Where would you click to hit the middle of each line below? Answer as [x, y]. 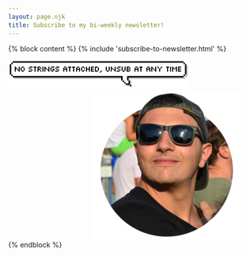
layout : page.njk [37, 17]
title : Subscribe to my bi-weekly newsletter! [86, 25]
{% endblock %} [35, 244]
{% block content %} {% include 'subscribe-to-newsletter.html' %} [118, 48]
